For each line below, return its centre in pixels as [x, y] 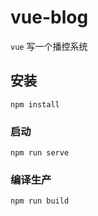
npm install [35, 104]
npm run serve [40, 153]
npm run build [40, 201]
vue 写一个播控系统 [49, 46]
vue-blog [49, 17]
